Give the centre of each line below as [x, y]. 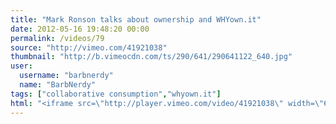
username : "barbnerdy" [66, 76]
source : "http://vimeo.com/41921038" [89, 47]
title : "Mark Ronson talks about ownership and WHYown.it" [136, 19]
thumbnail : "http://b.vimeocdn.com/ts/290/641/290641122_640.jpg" [151, 57]
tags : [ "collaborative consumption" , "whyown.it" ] [116, 94]
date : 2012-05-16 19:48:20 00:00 [80, 29]
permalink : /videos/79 [57, 38]
